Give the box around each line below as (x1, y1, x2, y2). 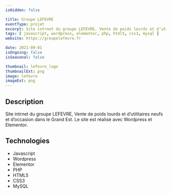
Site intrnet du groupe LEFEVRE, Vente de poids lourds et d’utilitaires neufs (5, 111, 163, 117)
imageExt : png (5, 78, 36, 84)
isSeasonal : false (5, 54, 45, 60)
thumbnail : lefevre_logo (5, 64, 58, 69)
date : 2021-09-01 (5, 45, 42, 50)
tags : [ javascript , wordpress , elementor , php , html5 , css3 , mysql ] (5, 31, 159, 36)
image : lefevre (5, 73, 38, 79)
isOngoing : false (5, 50, 42, 55)
